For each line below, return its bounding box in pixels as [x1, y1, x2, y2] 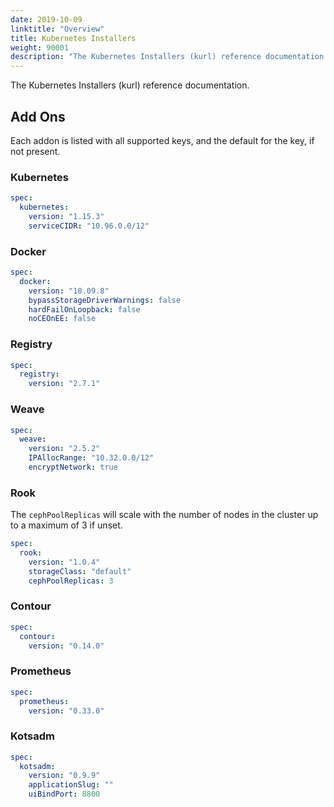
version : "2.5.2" [28, 444, 101, 454]
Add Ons [10, 108, 66, 125]
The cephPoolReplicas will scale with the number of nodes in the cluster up [10, 509, 319, 521]
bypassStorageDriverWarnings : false [28, 295, 182, 305]
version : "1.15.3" [28, 211, 105, 221]
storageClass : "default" [28, 566, 132, 576]
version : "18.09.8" [28, 286, 110, 296]
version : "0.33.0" [28, 706, 105, 716]
